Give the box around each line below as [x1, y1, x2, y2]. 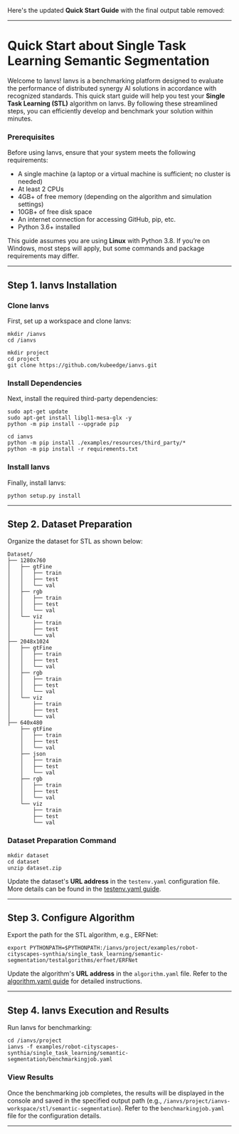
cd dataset [7, 858, 40, 865]
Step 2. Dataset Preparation [7, 518, 133, 530]
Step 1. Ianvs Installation [7, 279, 117, 291]
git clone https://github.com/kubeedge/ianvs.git [7, 362, 158, 369]
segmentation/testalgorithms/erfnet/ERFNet [7, 957, 139, 964]
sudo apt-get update [7, 408, 69, 416]
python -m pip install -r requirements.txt [7, 446, 139, 453]
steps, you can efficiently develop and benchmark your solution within [7, 106, 213, 115]
